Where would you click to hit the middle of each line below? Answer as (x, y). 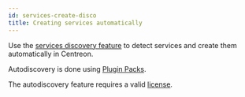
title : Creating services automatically (76, 23)
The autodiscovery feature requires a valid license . (91, 84)
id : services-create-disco (52, 15)
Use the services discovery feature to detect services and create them (123, 45)
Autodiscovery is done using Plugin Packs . (77, 69)
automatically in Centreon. (51, 54)
